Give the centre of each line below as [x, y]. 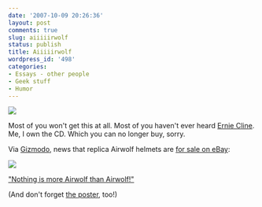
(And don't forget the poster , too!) [63, 194]
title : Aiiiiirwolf [40, 52]
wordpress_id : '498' [42, 60]
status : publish [35, 45]
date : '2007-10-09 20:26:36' [56, 15]
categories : [28, 67]
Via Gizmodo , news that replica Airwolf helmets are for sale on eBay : [119, 150]
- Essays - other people [49, 74]
